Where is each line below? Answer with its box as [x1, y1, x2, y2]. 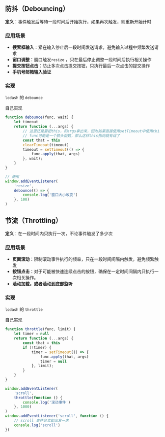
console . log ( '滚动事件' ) [23, 400, 71, 405]
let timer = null [14, 332, 50, 336]
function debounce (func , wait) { [5, 115, 74, 120]
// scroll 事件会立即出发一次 [14, 418, 69, 423]
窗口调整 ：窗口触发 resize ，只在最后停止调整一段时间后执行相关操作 [12, 57, 152, 63]
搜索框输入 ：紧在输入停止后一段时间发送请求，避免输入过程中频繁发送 [12, 44, 155, 50]
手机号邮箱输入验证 [12, 69, 52, 75]
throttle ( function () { [14, 395, 63, 400]
